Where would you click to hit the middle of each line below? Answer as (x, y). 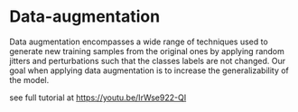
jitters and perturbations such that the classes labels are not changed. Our (148, 61)
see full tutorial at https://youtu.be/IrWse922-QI (98, 98)
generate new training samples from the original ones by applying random (147, 51)
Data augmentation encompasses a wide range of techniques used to (139, 42)
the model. (29, 79)
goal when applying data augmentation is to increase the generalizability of (149, 70)
